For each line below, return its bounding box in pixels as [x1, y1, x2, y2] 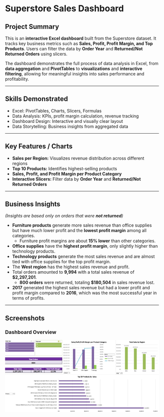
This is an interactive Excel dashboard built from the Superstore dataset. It [5, 35, 156, 41]
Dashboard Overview [5, 328, 57, 335]
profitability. [5, 76, 29, 82]
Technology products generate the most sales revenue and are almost [12, 254, 155, 259]
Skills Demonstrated [5, 95, 68, 103]
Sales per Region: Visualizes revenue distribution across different [12, 155, 144, 161]
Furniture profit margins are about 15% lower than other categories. [19, 238, 156, 244]
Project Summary [5, 23, 60, 31]
